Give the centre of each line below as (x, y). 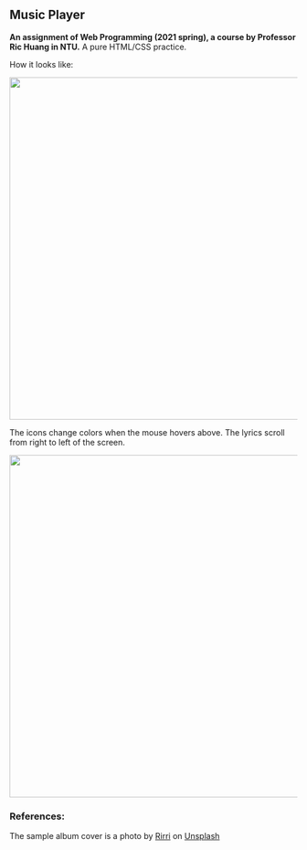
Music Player (47, 15)
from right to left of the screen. (68, 442)
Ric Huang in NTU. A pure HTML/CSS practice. (98, 47)
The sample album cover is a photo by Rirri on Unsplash (115, 836)
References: (37, 816)
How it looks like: (42, 64)
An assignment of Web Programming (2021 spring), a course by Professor (153, 37)
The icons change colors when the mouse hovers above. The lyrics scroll (147, 432)
